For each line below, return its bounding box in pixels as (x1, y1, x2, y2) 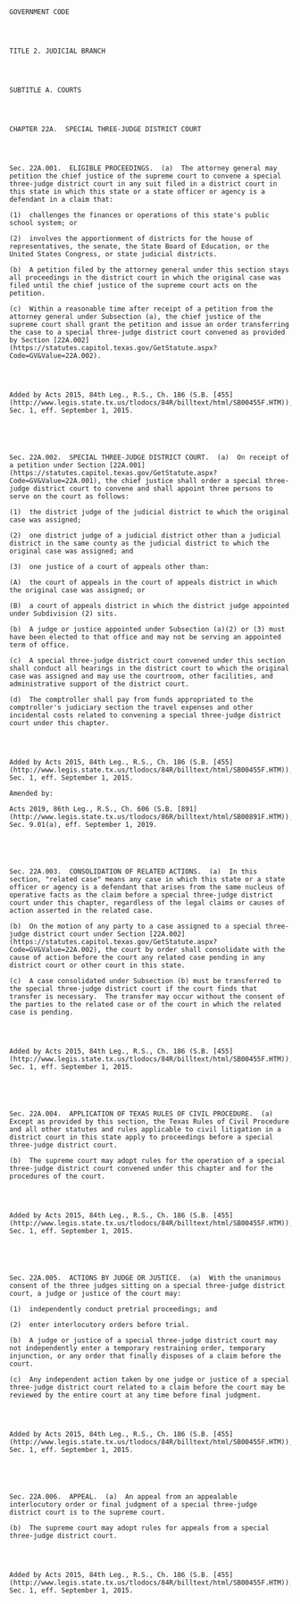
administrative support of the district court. (9, 680, 190, 689)
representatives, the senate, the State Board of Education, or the (9, 242, 270, 251)
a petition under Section (9, 461, 105, 470)
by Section (9, 336, 50, 345)
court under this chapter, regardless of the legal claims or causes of (9, 898, 286, 907)
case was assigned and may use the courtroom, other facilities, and (9, 672, 274, 681)
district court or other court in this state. (9, 961, 186, 970)
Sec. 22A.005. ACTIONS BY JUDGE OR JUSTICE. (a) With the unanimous (9, 1274, 281, 1282)
